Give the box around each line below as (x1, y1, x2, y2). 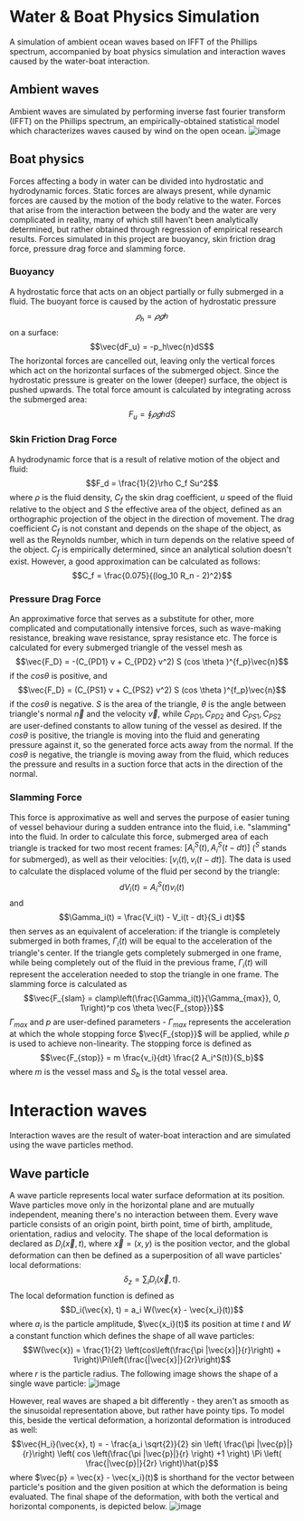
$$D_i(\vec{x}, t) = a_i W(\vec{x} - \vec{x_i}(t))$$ (60, 1303, 244, 1315)
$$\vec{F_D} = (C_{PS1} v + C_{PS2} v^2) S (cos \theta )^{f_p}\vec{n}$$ (17, 684, 287, 695)
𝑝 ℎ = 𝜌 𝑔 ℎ (135, 310, 169, 324)
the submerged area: (9, 393, 88, 404)
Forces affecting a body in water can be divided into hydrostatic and (9, 175, 264, 187)
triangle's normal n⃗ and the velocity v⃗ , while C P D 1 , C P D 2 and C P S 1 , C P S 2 (9, 709, 282, 722)
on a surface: (9, 326, 59, 337)
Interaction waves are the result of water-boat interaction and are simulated (9, 1130, 291, 1141)
